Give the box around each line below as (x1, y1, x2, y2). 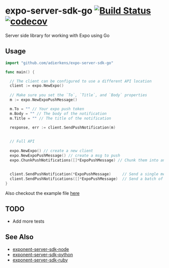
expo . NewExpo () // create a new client (10, 148, 94, 153)
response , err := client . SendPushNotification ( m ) (10, 125, 116, 130)
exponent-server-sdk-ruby (12, 257, 68, 263)
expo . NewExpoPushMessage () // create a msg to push (10, 153, 121, 158)
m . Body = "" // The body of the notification (10, 111, 107, 116)
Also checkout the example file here (5, 190, 80, 196)
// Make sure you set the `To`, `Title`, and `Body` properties (10, 93, 147, 98)
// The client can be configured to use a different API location (10, 79, 152, 84)
